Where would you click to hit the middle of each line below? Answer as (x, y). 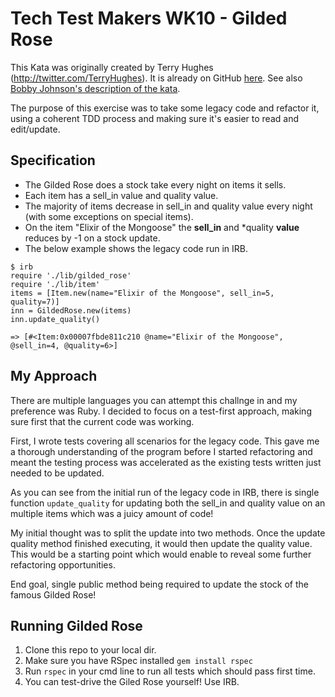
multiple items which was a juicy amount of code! (112, 513)
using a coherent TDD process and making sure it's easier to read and (154, 118)
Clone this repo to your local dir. (90, 650)
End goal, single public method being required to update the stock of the (160, 584)
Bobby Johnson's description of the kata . (95, 88)
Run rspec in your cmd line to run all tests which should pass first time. (170, 671)
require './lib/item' (55, 284)
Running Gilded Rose (76, 625)
